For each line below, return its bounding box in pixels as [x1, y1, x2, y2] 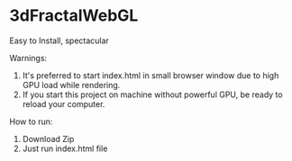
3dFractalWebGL [9, 5, 139, 26]
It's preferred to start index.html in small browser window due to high [22, 69, 279, 81]
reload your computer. [22, 98, 105, 109]
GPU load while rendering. [22, 79, 121, 90]
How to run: [9, 116, 53, 127]
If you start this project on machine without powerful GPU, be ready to [22, 89, 283, 100]
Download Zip [22, 133, 75, 144]
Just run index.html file [22, 143, 108, 154]
